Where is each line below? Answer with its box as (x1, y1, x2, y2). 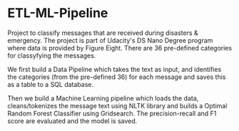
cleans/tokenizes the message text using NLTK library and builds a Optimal (7, 101, 228, 110)
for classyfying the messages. (7, 51, 96, 60)
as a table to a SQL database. (7, 80, 94, 88)
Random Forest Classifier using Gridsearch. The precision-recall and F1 (7, 109, 217, 117)
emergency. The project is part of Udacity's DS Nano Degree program (7, 36, 213, 44)
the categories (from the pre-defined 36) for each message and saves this (7, 73, 226, 81)
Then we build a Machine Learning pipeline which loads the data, (7, 94, 199, 103)
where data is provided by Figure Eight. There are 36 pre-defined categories (7, 43, 233, 52)
